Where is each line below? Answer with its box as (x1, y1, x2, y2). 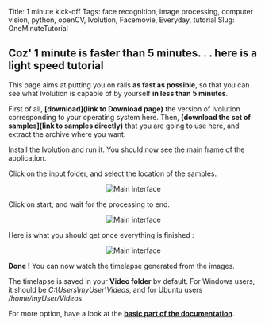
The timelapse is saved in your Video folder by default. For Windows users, (8, 276, 255, 285)
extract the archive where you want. (8, 129, 126, 138)
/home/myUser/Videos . (8, 293, 85, 303)
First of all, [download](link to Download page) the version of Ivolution (8, 103, 240, 114)
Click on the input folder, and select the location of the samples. (8, 169, 217, 178)
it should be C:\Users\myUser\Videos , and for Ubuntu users (8, 285, 203, 294)
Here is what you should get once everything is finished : (8, 230, 194, 239)
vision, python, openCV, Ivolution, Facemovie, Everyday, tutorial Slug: (8, 15, 235, 25)
